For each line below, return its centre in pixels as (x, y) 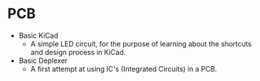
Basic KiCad (38, 35)
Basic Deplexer (43, 61)
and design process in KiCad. (78, 52)
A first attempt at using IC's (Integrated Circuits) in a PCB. (124, 68)
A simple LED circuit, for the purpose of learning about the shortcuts (141, 43)
